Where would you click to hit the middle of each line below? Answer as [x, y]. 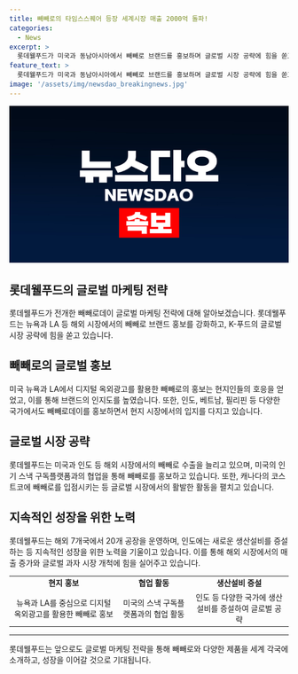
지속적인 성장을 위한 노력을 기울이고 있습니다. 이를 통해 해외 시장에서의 [157, 552]
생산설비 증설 [239, 583]
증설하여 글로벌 [247, 608]
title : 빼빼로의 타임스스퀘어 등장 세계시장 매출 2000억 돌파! [109, 19]
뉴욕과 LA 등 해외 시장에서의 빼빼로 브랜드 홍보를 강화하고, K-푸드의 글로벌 [153, 325]
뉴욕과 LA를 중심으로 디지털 [64, 602]
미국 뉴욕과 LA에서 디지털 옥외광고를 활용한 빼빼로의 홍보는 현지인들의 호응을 [142, 388]
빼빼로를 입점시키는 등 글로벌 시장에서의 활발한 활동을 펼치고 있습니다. [153, 487]
